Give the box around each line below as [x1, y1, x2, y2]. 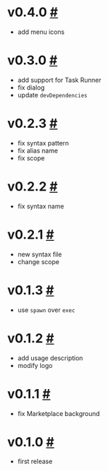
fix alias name [17, 146, 59, 155]
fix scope [17, 153, 45, 162]
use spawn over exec [17, 305, 76, 314]
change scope [17, 257, 60, 266]
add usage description [17, 354, 83, 362]
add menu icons [17, 28, 65, 36]
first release [17, 457, 53, 466]
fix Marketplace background [17, 409, 100, 417]
